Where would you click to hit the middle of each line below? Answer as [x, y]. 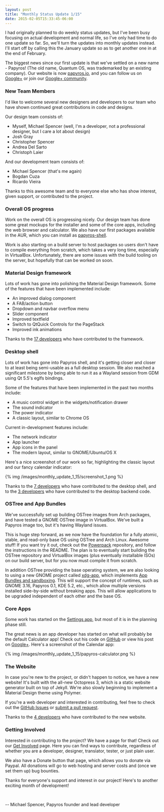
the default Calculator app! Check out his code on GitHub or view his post [79, 639]
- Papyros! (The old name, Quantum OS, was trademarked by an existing [78, 68]
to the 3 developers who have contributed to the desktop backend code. [78, 491]
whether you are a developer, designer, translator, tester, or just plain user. [80, 751]
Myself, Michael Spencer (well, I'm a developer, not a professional [79, 126]
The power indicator [33, 412]
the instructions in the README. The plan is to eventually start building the [80, 550]
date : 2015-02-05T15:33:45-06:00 [39, 19]
